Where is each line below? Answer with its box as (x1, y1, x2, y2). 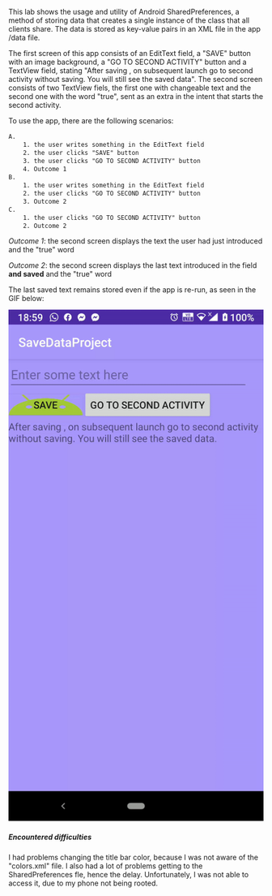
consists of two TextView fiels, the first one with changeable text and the (8, 83, 252, 93)
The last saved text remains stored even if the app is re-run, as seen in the (8, 285, 257, 295)
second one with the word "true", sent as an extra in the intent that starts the (8, 92, 264, 101)
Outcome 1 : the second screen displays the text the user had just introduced (8, 236, 263, 246)
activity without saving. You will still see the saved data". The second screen (8, 75, 263, 84)
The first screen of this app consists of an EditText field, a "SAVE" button (8, 49, 251, 58)
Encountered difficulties (8, 832, 92, 842)
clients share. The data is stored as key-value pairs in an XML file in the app (8, 24, 261, 33)
